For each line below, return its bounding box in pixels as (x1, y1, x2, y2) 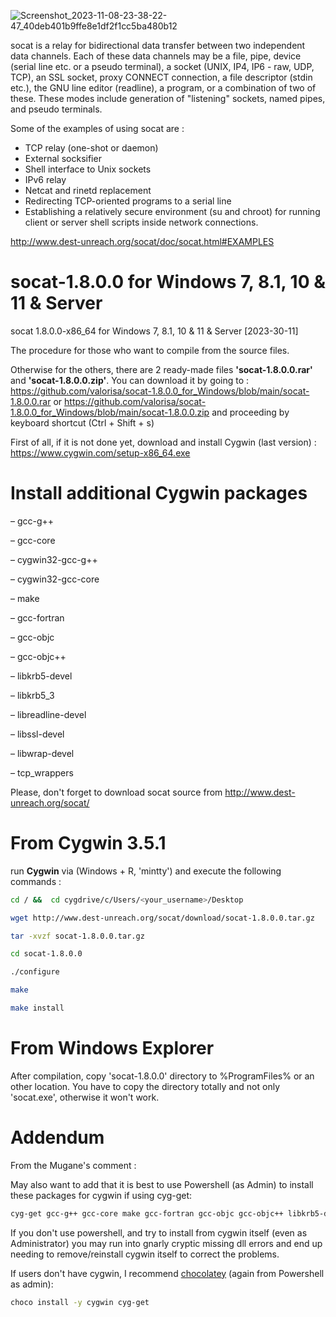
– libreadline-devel (10, 708, 87, 720)
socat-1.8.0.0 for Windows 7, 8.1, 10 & (10, 271, 326, 294)
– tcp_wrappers (10, 766, 74, 779)
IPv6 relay (24, 174, 67, 185)
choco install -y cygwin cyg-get (10, 1297, 150, 1307)
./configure (10, 967, 60, 977)
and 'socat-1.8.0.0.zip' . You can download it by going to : (10, 374, 250, 386)
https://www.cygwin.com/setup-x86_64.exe (10, 446, 191, 459)
